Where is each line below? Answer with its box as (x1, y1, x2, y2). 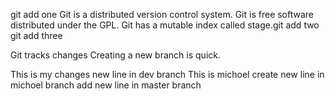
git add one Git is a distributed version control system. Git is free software (10, 9, 315, 20)
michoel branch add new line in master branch (10, 79, 202, 91)
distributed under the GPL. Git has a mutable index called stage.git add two (10, 19, 320, 31)
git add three (10, 30, 63, 41)
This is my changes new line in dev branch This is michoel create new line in (10, 69, 325, 80)
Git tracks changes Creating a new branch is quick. (10, 49, 221, 61)
